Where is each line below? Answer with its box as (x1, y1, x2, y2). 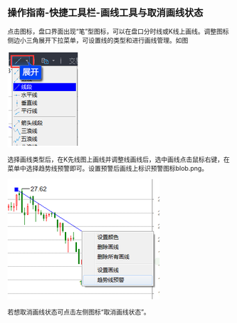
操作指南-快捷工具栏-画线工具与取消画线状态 (7, 6, 204, 19)
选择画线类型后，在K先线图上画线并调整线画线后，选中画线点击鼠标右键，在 (7, 155, 230, 164)
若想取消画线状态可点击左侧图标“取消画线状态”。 (7, 307, 151, 316)
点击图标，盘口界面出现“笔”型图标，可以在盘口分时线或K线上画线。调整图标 (7, 27, 229, 36)
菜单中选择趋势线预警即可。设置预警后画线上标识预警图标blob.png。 (7, 164, 209, 172)
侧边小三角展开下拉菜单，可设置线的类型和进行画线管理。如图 (7, 36, 189, 44)
